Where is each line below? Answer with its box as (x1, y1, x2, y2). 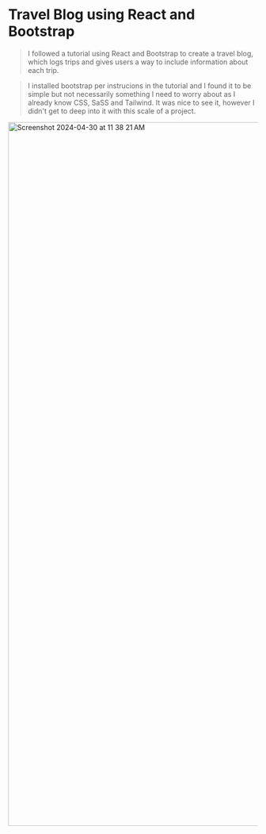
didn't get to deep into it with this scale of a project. (27, 106, 196, 116)
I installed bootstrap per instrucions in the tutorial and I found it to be (27, 81, 252, 90)
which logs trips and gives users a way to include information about (27, 57, 249, 67)
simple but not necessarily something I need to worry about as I (27, 89, 236, 98)
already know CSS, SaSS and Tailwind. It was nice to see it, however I (27, 98, 255, 107)
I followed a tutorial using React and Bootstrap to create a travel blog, (27, 48, 253, 58)
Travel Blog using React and (8, 6, 196, 24)
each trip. (27, 65, 59, 75)
